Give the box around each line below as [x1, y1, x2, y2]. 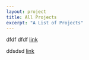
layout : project [6, 8, 46, 15]
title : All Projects [6, 14, 58, 20]
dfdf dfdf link [6, 36, 38, 43]
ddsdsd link [6, 48, 34, 55]
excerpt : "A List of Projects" [6, 20, 84, 26]
